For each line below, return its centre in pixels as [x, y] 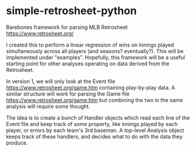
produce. [17, 143]
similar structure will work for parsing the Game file [68, 94]
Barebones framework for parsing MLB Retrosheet [67, 27]
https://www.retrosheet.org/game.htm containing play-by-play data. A [91, 87]
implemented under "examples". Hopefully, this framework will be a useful [96, 57]
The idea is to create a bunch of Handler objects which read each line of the [98, 118]
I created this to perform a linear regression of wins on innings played [90, 45]
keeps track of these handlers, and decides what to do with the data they [94, 136]
